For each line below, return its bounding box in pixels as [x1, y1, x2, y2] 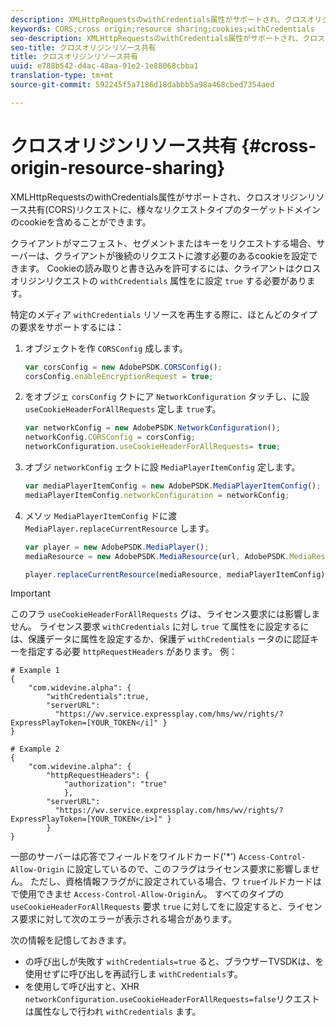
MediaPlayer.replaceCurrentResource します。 [24, 522, 215, 534]
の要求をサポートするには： [10, 321, 125, 333]
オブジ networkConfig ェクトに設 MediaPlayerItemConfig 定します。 [24, 461, 301, 473]
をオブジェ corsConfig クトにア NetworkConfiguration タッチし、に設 [24, 391, 310, 403]
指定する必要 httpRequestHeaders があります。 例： [27, 646, 238, 658]
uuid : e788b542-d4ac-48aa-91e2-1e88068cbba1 [10, 61, 199, 71]
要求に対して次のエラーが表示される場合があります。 [18, 913, 238, 925]
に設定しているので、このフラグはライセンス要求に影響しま [66, 863, 312, 875]
